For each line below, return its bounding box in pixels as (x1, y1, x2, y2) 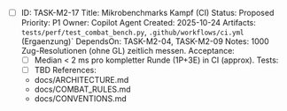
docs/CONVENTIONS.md (34, 93, 127, 104)
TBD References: (34, 65, 97, 76)
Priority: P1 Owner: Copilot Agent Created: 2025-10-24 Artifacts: (20, 18, 256, 28)
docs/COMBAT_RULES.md (34, 84, 131, 95)
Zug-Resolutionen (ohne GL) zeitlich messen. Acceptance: (20, 46, 236, 56)
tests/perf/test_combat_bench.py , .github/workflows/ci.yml (20, 26, 244, 38)
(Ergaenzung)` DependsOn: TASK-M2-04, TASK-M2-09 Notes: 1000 (20, 36, 269, 47)
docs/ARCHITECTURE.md (34, 75, 129, 85)
